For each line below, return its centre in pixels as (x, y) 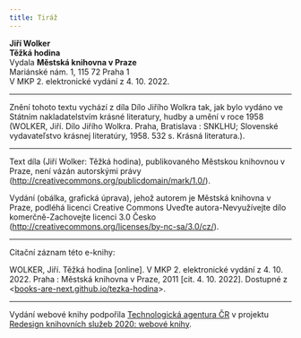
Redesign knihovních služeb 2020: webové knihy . (101, 324)
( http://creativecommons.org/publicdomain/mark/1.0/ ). (110, 180)
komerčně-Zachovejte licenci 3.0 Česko (83, 217)
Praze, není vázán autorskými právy (75, 170)
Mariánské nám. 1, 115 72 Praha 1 (69, 72)
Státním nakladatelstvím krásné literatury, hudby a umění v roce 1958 (137, 117)
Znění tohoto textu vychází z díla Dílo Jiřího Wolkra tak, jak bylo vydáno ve (146, 107)
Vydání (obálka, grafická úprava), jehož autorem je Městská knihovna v (140, 197)
